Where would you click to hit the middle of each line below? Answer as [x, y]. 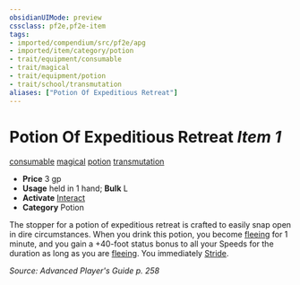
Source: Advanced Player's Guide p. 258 [84, 271]
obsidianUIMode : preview [56, 17]
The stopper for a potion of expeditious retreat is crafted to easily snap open [150, 225]
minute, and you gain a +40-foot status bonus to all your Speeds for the [142, 244]
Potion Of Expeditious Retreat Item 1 [146, 137]
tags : [19, 34]
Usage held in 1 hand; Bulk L [75, 188]
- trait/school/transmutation [66, 84]
